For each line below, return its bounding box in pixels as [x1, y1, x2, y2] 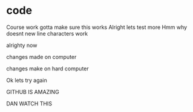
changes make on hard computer [6, 64, 89, 72]
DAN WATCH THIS [6, 100, 53, 107]
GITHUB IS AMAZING [6, 88, 59, 95]
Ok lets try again [6, 76, 47, 84]
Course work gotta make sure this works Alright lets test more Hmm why [6, 23, 188, 31]
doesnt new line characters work [6, 30, 88, 37]
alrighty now [6, 42, 38, 49]
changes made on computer [6, 53, 77, 60]
